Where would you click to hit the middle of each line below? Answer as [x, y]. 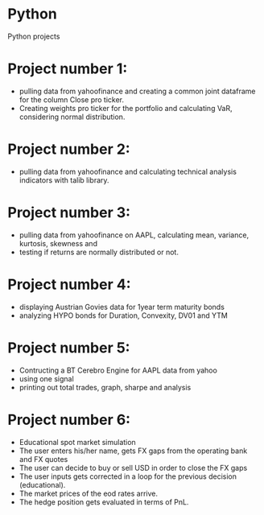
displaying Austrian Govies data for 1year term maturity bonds [122, 307]
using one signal [46, 378]
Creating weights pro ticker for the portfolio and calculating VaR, [126, 108]
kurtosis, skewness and [58, 243]
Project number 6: [69, 420]
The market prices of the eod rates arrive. [89, 493]
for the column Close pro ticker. [72, 99]
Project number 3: [69, 212]
